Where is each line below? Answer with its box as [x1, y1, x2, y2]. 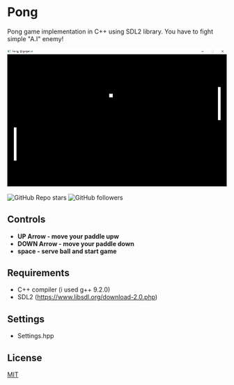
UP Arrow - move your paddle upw [17, 232, 120, 241]
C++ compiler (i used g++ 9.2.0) [17, 285, 111, 294]
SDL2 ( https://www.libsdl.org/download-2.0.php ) [17, 293, 158, 301]
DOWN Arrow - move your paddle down [17, 239, 134, 248]
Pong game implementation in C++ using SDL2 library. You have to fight [7, 27, 214, 36]
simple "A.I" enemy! [7, 34, 64, 43]
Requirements [7, 267, 70, 279]
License [7, 352, 42, 363]
